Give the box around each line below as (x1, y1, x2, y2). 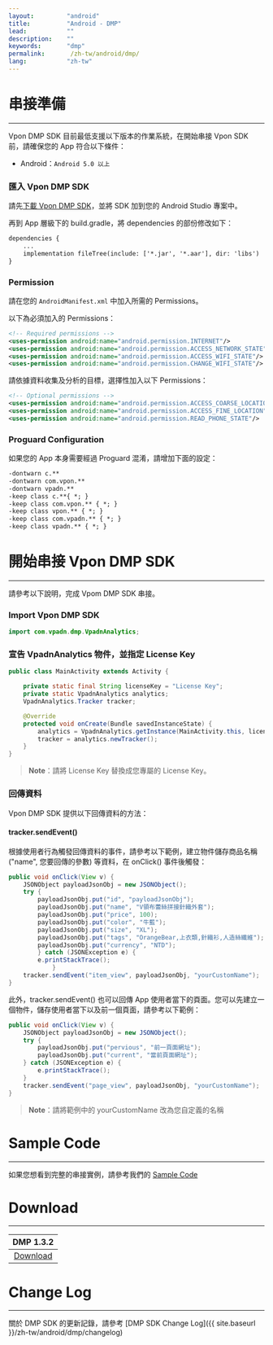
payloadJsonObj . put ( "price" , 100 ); (37, 911, 158, 919)
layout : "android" (8, 11, 100, 20)
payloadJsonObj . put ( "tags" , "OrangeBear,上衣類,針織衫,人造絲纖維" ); (37, 933, 265, 941)
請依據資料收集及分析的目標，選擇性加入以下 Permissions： (8, 375, 209, 385)
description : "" (8, 34, 75, 43)
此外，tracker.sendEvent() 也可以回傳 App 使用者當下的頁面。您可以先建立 (8, 994, 258, 1004)
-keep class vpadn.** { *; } (8, 523, 107, 531)
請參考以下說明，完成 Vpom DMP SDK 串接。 (8, 589, 160, 598)
